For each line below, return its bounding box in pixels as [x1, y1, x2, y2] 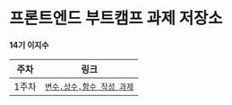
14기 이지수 [9, 39, 49, 50]
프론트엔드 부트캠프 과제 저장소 [9, 8, 223, 29]
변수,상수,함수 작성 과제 [44, 82, 134, 92]
